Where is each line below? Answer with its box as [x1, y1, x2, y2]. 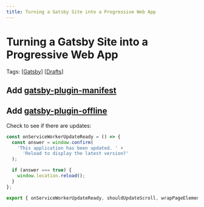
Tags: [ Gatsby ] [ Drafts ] [6, 68, 64, 75]
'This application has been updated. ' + [17, 145, 123, 151]
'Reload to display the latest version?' [22, 151, 129, 157]
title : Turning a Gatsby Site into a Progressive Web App [6, 8, 156, 15]
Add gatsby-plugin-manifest [6, 85, 117, 96]
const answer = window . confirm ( [12, 139, 94, 145]
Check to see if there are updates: [6, 122, 92, 129]
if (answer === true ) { [12, 167, 72, 173]
